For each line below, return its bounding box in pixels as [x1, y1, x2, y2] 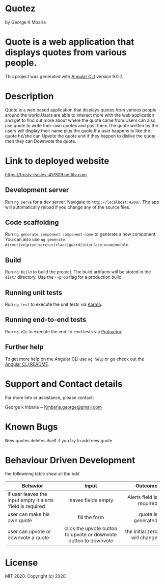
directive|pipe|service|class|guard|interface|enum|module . [5, 241, 130, 248]
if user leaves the [7, 491, 48, 498]
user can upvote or [7, 528, 52, 535]
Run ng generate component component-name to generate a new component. [5, 231, 157, 237]
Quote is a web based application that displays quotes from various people [5, 106, 157, 113]
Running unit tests [5, 288, 62, 297]
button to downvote [68, 537, 114, 544]
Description [5, 91, 54, 102]
